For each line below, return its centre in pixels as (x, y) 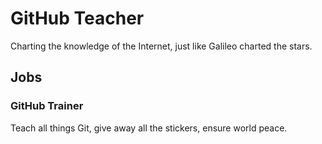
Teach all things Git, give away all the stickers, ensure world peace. (149, 128)
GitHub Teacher (77, 18)
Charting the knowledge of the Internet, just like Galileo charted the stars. (161, 46)
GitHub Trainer (47, 106)
